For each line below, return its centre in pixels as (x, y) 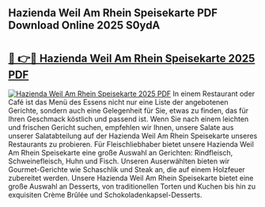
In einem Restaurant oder (214, 94)
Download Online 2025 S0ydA (84, 26)
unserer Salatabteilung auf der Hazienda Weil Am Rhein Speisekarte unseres (133, 136)
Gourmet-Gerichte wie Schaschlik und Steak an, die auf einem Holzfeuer (127, 169)
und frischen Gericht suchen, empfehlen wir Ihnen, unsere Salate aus (121, 127)
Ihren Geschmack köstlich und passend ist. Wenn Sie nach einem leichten (129, 119)
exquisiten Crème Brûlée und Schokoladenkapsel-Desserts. (105, 195)
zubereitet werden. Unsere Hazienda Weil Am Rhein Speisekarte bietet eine (131, 178)
